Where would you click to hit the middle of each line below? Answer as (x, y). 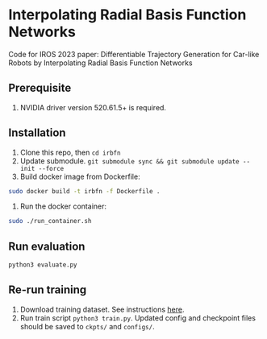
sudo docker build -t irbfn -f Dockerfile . (84, 191)
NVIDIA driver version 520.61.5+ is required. (93, 107)
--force (51, 168)
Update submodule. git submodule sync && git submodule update (129, 161)
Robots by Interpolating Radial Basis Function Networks (100, 63)
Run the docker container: (63, 206)
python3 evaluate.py (43, 265)
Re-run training (48, 290)
